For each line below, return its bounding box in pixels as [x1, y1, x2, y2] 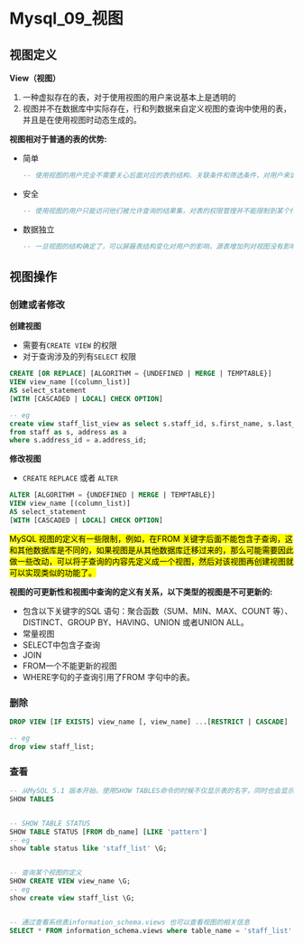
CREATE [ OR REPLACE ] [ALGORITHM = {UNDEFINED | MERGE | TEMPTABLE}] [9, 369, 272, 379]
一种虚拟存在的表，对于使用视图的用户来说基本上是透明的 [22, 92, 236, 102]
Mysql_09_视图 [9, 8, 124, 29]
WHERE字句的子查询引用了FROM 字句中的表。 [22, 671, 196, 682]
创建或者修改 [9, 298, 66, 311]
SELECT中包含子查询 [22, 639, 101, 650]
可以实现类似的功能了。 [9, 566, 96, 578]
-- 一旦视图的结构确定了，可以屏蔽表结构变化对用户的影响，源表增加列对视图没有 [22, 241, 284, 251]
